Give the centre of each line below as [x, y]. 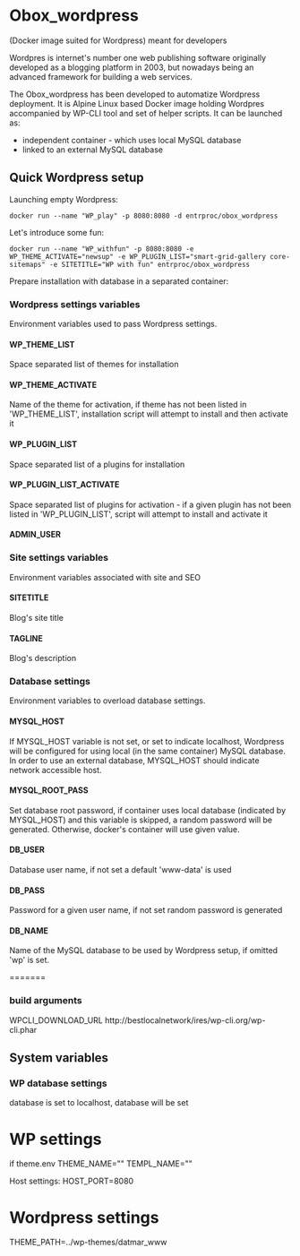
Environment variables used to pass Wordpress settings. [113, 324]
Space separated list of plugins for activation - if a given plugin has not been [150, 504]
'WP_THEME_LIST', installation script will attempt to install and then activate [149, 414]
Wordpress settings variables [75, 304]
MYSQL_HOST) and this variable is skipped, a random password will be [141, 820]
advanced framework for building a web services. [101, 76]
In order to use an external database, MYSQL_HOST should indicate [134, 760]
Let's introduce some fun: [57, 232]
